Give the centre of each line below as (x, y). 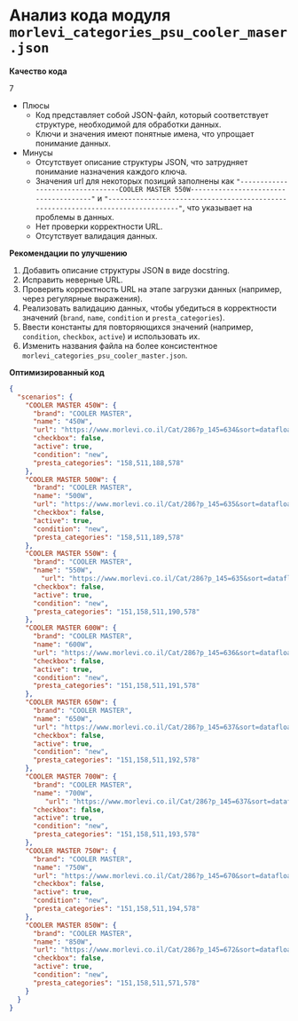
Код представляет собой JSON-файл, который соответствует (152, 115)
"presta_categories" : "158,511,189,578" (108, 537)
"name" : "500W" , (63, 496)
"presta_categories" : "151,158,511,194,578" (116, 909)
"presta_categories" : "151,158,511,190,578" (116, 612)
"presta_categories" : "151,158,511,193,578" (116, 835)
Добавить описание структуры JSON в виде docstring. (126, 270)
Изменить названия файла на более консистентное (120, 345)
